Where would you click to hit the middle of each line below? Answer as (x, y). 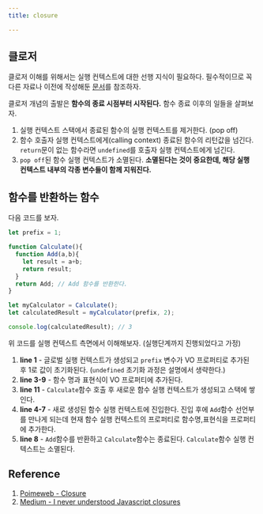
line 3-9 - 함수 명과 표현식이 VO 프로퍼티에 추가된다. (101, 380)
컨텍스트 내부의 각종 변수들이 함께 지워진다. (85, 170)
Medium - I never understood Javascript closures (100, 501)
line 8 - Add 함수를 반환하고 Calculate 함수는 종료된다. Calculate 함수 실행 (133, 439)
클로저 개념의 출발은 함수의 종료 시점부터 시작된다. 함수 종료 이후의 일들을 (120, 104)
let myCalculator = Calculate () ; (63, 305)
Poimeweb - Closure (53, 493)
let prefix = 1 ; (35, 233)
